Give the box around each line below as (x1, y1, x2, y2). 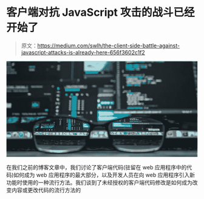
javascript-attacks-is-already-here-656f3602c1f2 (21, 49, 146, 56)
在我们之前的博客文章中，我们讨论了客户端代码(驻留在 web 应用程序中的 (6, 163, 187, 170)
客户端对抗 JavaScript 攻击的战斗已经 (6, 5, 195, 19)
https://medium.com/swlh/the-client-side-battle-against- (37, 42, 180, 49)
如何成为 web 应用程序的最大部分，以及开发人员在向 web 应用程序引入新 (13, 171, 195, 178)
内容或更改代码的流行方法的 (11, 186, 81, 194)
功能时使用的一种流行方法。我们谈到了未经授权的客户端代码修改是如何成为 (6, 178, 192, 186)
